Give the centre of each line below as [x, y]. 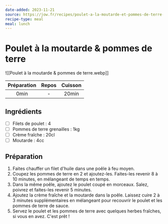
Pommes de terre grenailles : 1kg [46, 129]
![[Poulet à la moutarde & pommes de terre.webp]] [57, 73]
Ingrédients [23, 111]
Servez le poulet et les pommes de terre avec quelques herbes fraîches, [87, 211]
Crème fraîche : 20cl [33, 135]
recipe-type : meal [24, 19]
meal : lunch [17, 24]
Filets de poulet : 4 [31, 123]
